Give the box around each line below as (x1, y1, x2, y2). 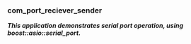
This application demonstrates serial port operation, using (7, 22, 184, 30)
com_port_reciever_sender (7, 6, 103, 15)
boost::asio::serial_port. (7, 29, 81, 37)
